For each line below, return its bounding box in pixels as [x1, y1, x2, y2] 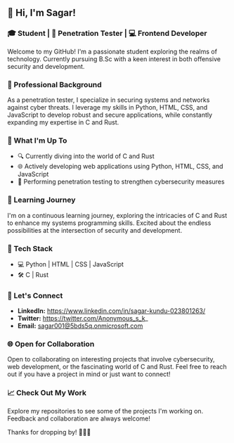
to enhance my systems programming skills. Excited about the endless [7, 219, 212, 227]
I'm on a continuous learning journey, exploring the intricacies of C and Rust [7, 211, 228, 219]
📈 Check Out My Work [7, 388, 86, 398]
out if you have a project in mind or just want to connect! [7, 370, 171, 378]
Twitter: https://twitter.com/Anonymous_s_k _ [17, 314, 149, 323]
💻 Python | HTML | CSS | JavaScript [17, 259, 124, 268]
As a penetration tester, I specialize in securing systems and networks [7, 96, 210, 104]
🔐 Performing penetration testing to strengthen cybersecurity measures [17, 177, 225, 186]
